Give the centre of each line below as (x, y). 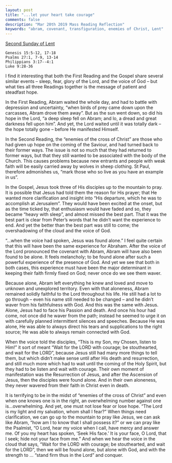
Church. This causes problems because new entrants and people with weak (85, 161)
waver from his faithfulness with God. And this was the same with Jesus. (82, 305)
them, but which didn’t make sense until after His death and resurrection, (82, 358)
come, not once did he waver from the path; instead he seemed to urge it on (86, 316)
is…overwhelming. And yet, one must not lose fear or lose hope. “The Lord (84, 406)
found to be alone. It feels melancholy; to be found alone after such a (78, 257)
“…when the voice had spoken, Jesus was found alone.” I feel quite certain (84, 240)
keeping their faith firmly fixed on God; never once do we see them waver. (83, 273)
